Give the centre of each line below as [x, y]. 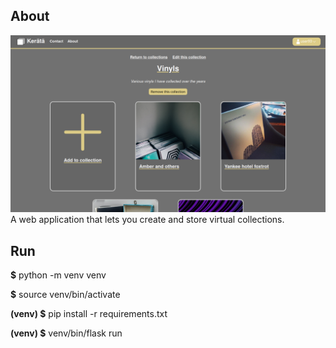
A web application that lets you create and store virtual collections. [147, 220]
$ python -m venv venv [58, 275]
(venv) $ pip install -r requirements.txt [89, 314]
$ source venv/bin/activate [65, 295]
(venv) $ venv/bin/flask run [66, 333]
